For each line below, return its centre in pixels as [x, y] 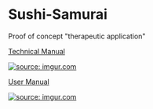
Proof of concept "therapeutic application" [77, 36]
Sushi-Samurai [58, 15]
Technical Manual [36, 51]
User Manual [29, 82]
